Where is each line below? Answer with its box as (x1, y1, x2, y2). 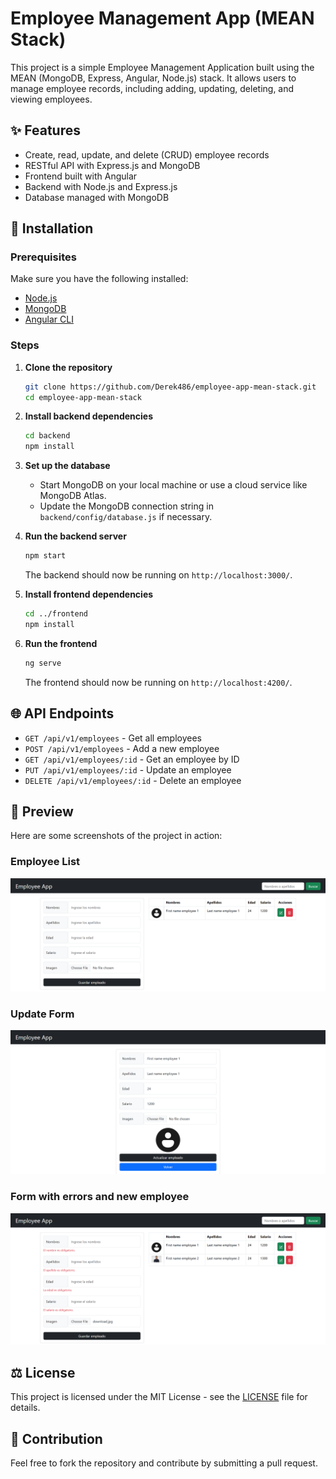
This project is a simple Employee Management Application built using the (10, 61, 315, 73)
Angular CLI (24, 313, 74, 326)
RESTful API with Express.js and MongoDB (24, 159, 201, 171)
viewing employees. (10, 93, 93, 105)
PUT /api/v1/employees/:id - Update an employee (24, 763, 232, 776)
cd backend (24, 431, 71, 441)
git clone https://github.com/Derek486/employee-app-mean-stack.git (24, 382, 317, 392)
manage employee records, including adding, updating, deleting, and (10, 82, 295, 94)
